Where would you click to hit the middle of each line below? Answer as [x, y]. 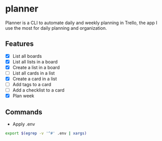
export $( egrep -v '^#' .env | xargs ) [46, 133]
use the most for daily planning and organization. [56, 28]
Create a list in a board [36, 67]
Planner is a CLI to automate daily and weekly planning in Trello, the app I [81, 23]
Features [19, 44]
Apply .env [24, 124]
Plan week [23, 96]
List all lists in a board [35, 61]
